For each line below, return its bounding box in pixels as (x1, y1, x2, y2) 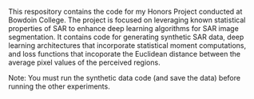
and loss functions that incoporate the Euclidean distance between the (8, 49, 241, 58)
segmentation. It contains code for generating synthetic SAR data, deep (8, 32, 244, 42)
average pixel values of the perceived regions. (8, 57, 161, 67)
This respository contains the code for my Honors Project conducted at (8, 7, 243, 16)
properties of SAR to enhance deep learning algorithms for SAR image (8, 24, 240, 33)
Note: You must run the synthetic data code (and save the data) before (8, 73, 241, 82)
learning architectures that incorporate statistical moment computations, (8, 41, 246, 50)
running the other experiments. (8, 81, 110, 91)
